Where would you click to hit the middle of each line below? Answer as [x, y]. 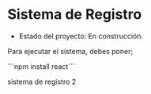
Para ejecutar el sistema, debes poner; [70, 51]
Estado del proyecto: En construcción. [81, 36]
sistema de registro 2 [42, 81]
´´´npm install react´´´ [42, 66]
